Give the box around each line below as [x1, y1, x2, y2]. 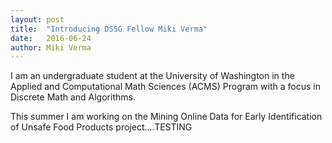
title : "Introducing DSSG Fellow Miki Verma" [10, 24, 208, 34]
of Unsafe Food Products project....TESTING [10, 121, 193, 133]
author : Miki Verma [10, 42, 92, 53]
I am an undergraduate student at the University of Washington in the [10, 70, 295, 82]
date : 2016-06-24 [10, 33, 92, 43]
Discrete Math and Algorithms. [10, 91, 136, 103]
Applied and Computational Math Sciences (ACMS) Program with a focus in [10, 81, 321, 93]
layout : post [10, 14, 65, 25]
